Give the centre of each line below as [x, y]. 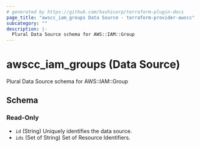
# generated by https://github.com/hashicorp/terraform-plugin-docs [95, 12]
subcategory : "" [27, 23]
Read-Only [23, 118]
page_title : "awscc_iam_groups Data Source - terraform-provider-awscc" [101, 18]
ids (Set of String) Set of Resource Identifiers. [73, 137]
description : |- [27, 29]
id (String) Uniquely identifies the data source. [73, 131]
